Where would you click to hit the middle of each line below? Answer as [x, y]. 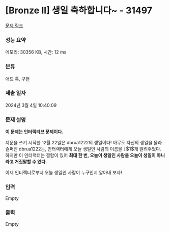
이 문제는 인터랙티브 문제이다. [34, 132]
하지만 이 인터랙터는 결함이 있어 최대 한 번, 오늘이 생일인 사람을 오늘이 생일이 [81, 156]
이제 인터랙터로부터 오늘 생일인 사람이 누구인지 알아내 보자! [64, 173]
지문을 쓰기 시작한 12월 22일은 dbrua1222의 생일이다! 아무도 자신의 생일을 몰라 [83, 143]
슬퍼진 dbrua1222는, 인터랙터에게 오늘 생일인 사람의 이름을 [64, 149]
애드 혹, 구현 [18, 79]
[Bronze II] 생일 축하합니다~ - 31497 [79, 10]
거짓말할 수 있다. [31, 162]
